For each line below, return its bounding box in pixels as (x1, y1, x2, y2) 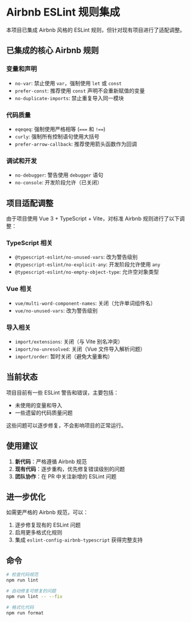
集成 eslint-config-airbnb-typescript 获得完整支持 (14, 536, 143, 543)
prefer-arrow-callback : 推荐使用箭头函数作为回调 (14, 140, 137, 147)
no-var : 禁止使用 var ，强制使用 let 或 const (14, 79, 122, 86)
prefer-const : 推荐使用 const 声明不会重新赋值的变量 (14, 87, 145, 94)
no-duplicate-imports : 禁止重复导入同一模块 (14, 94, 124, 101)
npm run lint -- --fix (6, 593, 63, 599)
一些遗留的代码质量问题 (14, 409, 73, 416)
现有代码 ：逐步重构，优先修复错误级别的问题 (14, 465, 125, 472)
